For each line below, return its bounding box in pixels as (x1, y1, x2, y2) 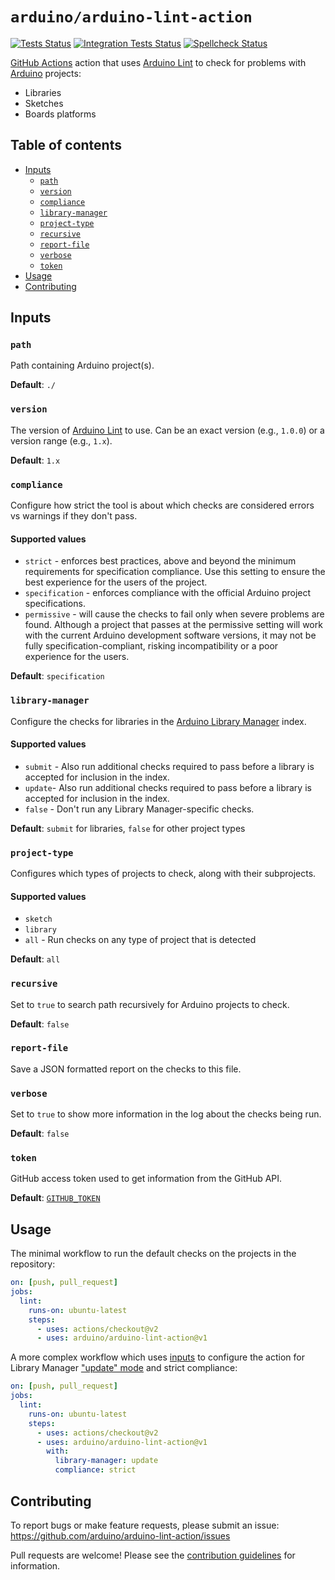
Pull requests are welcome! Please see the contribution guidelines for (10, 1549, 296, 1561)
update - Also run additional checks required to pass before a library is (24, 781, 312, 793)
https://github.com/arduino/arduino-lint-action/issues (10, 1529, 231, 1542)
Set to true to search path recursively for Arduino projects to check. (10, 998, 290, 1010)
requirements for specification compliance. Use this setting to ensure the (24, 566, 326, 578)
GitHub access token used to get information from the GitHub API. (10, 1173, 283, 1185)
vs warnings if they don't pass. (10, 510, 138, 522)
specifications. (24, 598, 86, 610)
